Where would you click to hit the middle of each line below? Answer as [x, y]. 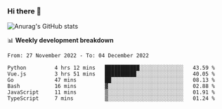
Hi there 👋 [25, 11]
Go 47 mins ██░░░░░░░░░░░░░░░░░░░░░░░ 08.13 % [111, 80]
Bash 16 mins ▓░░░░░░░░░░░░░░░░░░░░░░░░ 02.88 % [111, 87]
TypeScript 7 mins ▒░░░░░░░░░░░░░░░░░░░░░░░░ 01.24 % [111, 99]
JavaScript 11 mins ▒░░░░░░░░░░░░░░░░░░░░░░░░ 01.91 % [111, 93]
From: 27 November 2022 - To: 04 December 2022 [78, 56]
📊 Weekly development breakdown [60, 41]
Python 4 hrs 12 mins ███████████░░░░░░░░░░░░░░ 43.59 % [111, 68]
